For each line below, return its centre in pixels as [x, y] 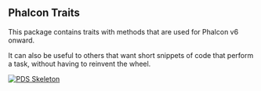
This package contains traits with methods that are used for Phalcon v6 [123, 31]
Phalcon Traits [44, 13]
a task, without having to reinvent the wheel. [80, 64]
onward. [22, 40]
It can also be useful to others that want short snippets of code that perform [131, 55]
